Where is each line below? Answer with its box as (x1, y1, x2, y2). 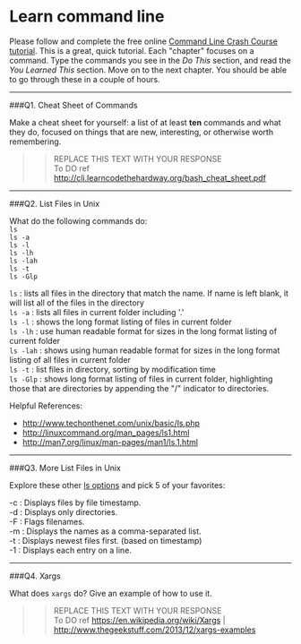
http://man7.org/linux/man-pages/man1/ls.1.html (21, 436, 199, 447)
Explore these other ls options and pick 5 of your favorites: (9, 479, 226, 490)
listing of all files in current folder (9, 354, 132, 365)
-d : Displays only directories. (9, 506, 118, 517)
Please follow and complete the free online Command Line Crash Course (9, 36, 278, 47)
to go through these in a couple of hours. (9, 73, 160, 84)
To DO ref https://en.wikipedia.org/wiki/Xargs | (53, 614, 226, 625)
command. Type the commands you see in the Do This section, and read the (9, 55, 291, 65)
